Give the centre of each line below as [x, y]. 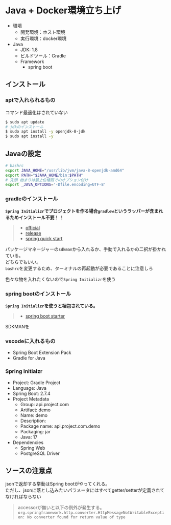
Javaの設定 [23, 153]
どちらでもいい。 [23, 262]
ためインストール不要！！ [36, 217]
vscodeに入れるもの [30, 341]
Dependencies [28, 442]
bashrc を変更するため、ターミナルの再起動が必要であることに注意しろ [79, 268]
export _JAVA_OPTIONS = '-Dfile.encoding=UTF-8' [56, 185]
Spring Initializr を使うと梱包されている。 [52, 306]
